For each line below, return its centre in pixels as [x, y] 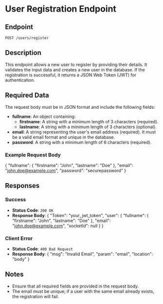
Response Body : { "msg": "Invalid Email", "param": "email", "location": [82, 254]
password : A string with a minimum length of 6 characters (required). [82, 142]
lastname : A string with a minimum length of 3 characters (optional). [88, 127]
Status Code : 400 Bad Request [42, 249]
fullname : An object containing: [44, 116]
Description [23, 53]
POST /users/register [27, 38]
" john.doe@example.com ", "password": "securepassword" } [66, 170]
